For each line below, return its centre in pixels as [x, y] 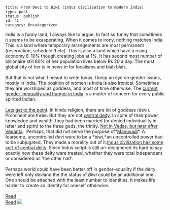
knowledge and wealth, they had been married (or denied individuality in [81, 121]
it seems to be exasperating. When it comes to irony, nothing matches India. [84, 40]
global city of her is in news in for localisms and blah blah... [67, 67]
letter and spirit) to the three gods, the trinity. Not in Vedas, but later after [82, 126]
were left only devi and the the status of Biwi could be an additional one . [81, 174]
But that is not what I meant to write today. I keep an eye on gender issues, [83, 78]
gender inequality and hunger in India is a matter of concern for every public [85, 94]
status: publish [22, 16]
